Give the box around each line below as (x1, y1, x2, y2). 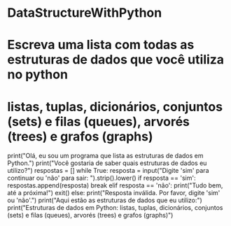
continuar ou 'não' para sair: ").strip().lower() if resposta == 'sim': (7, 174, 196, 183)
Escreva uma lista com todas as (7, 37, 195, 53)
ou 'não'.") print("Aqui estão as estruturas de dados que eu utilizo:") (7, 196, 203, 204)
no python (7, 66, 69, 83)
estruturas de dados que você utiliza (7, 52, 225, 68)
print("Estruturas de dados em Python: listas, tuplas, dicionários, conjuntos (7, 204, 223, 212)
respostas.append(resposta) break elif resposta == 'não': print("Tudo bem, (7, 181, 223, 190)
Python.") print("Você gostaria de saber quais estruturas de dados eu (7, 159, 207, 167)
